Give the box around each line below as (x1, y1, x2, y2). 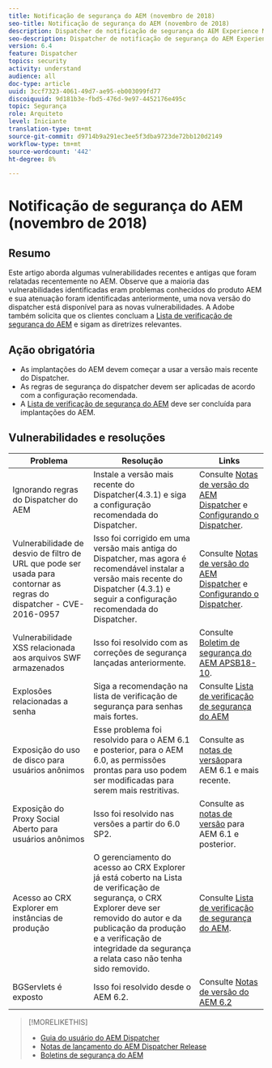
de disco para (12, 754, 65, 766)
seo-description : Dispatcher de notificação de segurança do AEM (8, 34, 233, 43)
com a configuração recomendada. (19, 391, 138, 400)
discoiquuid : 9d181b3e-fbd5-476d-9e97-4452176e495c (8, 95, 186, 103)
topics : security (8, 58, 67, 66)
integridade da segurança (93, 942, 192, 954)
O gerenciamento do (93, 852, 172, 863)
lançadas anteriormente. (93, 657, 186, 669)
